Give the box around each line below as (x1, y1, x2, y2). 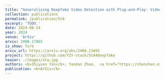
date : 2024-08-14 (5, 26, 41, 30)
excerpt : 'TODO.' (5, 21, 41, 26)
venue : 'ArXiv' (5, 35, 36, 40)
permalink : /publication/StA (5, 16, 65, 21)
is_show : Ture (5, 44, 34, 49)
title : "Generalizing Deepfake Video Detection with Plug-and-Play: (5, 7, 148, 12)
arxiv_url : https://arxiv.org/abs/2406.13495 (5, 48, 100, 53)
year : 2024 (5, 30, 27, 35)
